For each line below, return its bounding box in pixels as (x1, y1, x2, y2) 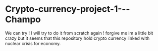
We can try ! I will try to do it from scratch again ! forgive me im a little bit (5, 30, 154, 36)
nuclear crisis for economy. (5, 40, 61, 46)
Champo (5, 14, 41, 25)
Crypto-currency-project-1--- (5, 3, 130, 15)
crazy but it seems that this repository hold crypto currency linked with (5, 35, 150, 41)
